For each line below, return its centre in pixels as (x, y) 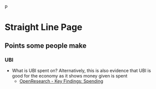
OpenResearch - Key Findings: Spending (61, 81)
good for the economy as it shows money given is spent (70, 76)
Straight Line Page (44, 27)
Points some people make (46, 45)
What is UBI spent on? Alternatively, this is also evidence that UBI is (81, 70)
